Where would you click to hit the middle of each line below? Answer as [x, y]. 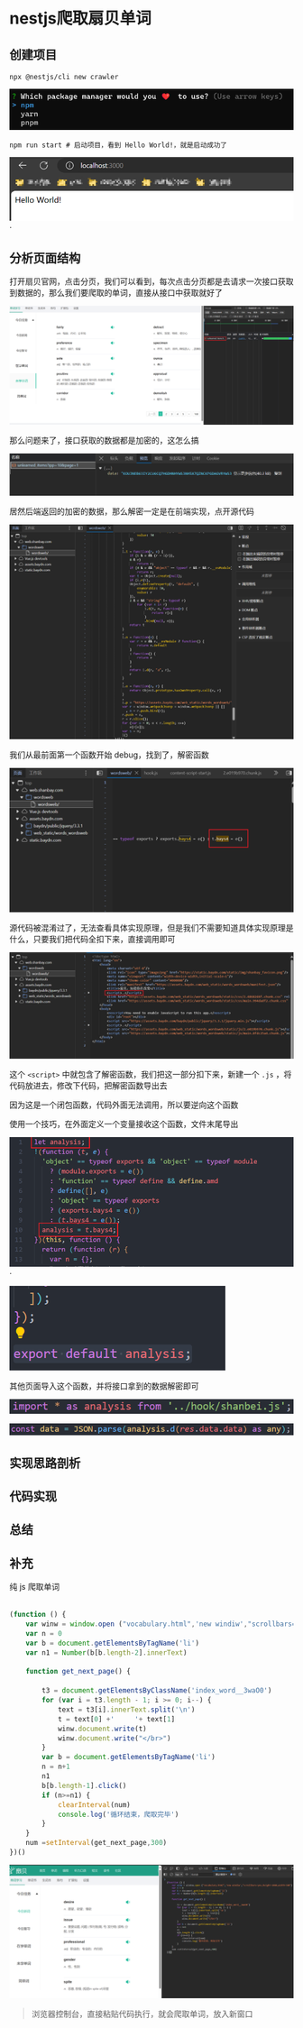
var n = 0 [44, 1633]
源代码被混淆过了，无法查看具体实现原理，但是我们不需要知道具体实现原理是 [151, 927]
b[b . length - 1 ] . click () [84, 1785]
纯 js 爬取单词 [35, 1587]
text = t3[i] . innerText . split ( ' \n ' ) [126, 1710]
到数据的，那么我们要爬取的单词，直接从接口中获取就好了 [116, 292]
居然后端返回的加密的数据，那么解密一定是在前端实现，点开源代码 [132, 511]
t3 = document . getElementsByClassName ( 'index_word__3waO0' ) [157, 1691]
